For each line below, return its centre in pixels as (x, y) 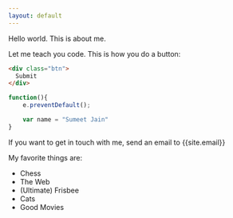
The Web (35, 181)
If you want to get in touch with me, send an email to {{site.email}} (117, 142)
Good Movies (42, 207)
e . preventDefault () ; (57, 105)
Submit (26, 76)
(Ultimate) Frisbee (49, 190)
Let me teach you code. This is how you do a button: (95, 54)
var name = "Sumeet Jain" (66, 120)
